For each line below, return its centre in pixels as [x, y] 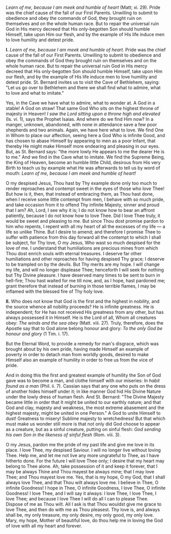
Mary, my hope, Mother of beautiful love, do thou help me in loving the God [84, 520]
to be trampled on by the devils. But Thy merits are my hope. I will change [83, 264]
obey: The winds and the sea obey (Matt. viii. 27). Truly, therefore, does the [85, 323]
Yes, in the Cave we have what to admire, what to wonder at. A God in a [80, 103]
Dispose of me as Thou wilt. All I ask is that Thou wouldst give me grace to [84, 504]
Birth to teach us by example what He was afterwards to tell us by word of [83, 168]
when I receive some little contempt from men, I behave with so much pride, [85, 199]
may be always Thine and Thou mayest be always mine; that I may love [80, 472]
